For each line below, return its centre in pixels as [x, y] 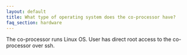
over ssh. [43, 46]
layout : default [26, 12]
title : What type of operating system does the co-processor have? [91, 17]
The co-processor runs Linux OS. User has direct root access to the [89, 40]
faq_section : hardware [34, 22]
